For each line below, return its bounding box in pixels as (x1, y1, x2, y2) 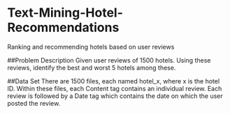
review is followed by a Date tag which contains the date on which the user (7, 92, 224, 100)
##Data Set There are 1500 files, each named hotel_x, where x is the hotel (7, 76, 220, 85)
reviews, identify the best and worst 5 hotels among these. (7, 63, 176, 72)
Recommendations (7, 19, 120, 35)
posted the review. (7, 99, 61, 107)
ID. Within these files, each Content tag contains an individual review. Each (7, 84, 222, 92)
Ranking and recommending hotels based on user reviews (7, 42, 175, 51)
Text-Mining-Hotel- (7, 5, 124, 21)
